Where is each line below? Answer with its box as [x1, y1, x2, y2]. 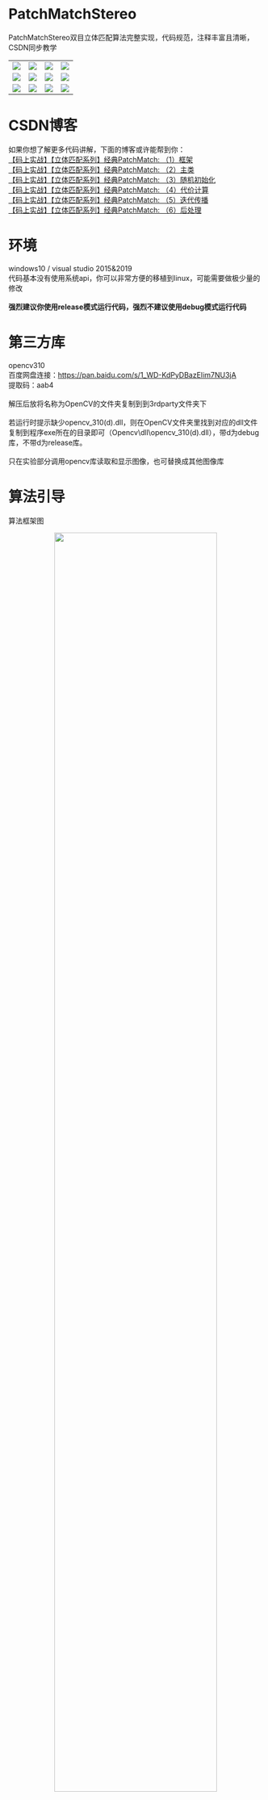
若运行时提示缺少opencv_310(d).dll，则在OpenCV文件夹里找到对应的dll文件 [8, 417, 258, 427]
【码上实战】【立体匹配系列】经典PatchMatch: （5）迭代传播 [8, 195, 209, 204]
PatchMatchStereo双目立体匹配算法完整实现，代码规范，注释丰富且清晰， [8, 32, 254, 42]
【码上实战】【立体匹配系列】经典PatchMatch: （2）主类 [8, 165, 195, 174]
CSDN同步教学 [8, 42, 57, 52]
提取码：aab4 [8, 380, 54, 390]
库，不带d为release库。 [8, 437, 87, 447]
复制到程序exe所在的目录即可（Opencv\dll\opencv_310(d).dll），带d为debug [8, 427, 260, 437]
